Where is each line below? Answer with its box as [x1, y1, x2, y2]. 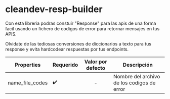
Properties [15, 61, 41, 68]
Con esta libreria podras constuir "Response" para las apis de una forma [5, 20, 156, 26]
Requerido [52, 61, 78, 68]
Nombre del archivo [113, 73, 160, 80]
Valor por [84, 58, 107, 65]
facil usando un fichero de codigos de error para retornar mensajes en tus [5, 25, 160, 31]
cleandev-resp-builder [5, 4, 103, 15]
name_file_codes [8, 79, 48, 86]
